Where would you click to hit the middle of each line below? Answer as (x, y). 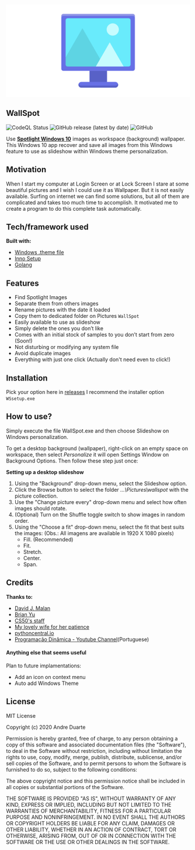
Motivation (26, 169)
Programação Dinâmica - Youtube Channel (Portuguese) (82, 639)
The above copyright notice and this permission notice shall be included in (95, 781)
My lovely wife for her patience (52, 627)
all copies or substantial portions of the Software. (65, 787)
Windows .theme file (39, 252)
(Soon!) (24, 341)
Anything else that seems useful (46, 653)
